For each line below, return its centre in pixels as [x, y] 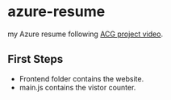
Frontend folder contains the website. [81, 78]
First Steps [35, 59]
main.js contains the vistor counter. [77, 87]
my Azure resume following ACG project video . [85, 34]
